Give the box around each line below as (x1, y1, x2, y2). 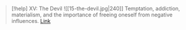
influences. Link (11, 18, 51, 24)
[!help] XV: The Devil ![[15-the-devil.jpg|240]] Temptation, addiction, (11, 5, 181, 12)
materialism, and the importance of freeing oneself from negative (11, 11, 173, 18)
